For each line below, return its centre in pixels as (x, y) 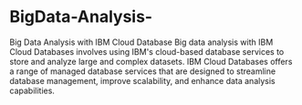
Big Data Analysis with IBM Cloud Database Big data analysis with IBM (141, 42)
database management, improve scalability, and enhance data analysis (142, 80)
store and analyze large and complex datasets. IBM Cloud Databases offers (151, 61)
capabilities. (32, 90)
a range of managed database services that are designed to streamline (143, 71)
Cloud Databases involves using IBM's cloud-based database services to (147, 51)
